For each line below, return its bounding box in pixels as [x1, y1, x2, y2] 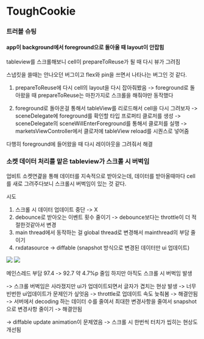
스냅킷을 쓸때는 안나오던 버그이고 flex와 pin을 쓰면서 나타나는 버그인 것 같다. [6, 71, 188, 79]
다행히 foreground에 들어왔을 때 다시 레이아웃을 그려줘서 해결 [6, 140, 153, 148]
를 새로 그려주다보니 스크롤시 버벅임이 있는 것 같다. [6, 180, 127, 187]
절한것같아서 [15, 221, 46, 228]
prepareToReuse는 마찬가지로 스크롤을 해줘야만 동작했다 [38, 91, 174, 99]
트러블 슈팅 [6, 27, 37, 36]
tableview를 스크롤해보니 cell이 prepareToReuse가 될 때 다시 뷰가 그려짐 [6, 58, 181, 65]
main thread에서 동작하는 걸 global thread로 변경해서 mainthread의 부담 [15, 229, 190, 236]
